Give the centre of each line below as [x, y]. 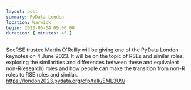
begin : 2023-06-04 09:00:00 [41, 28]
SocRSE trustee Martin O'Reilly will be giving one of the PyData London [92, 50]
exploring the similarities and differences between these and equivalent [93, 63]
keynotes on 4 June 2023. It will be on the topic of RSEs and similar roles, [95, 56]
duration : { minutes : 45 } [39, 33]
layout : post [22, 11]
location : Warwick [29, 22]
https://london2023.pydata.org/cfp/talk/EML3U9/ [66, 81]
